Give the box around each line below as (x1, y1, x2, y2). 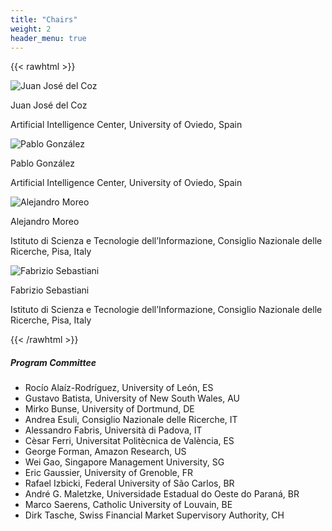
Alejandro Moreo (10, 216, 80, 228)
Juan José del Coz (10, 99, 88, 111)
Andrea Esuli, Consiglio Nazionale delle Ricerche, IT (24, 414, 238, 426)
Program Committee (10, 356, 97, 368)
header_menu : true (10, 33, 87, 43)
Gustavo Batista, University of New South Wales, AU (24, 392, 241, 405)
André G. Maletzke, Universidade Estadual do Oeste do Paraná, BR (24, 488, 300, 500)
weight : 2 (10, 24, 52, 34)
